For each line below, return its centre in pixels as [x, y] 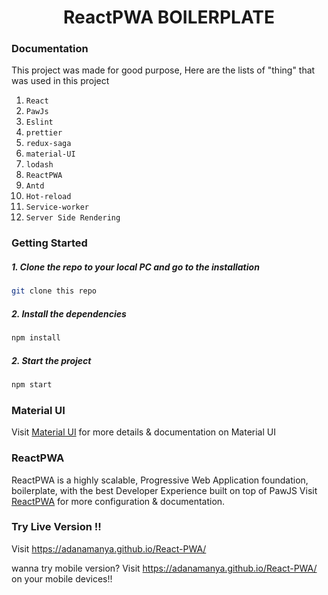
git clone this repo [54, 291]
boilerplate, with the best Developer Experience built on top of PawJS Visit [164, 490]
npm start [32, 385]
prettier [44, 133]
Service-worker [57, 207]
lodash [39, 165]
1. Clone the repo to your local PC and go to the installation [135, 267]
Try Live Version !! [56, 527]
